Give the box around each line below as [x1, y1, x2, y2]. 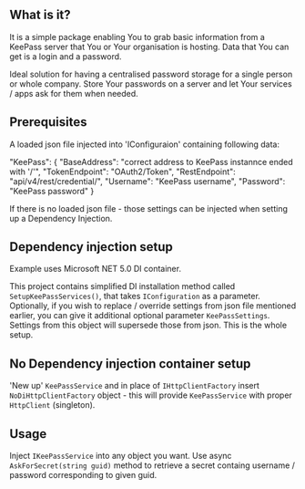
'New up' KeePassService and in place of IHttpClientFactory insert [9, 380, 259, 391]
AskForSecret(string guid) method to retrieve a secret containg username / [9, 460, 296, 471]
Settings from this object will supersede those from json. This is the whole [9, 319, 288, 331]
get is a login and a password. [9, 50, 122, 62]
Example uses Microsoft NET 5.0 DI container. [9, 264, 182, 275]
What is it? [9, 7, 71, 23]
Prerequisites [9, 114, 87, 130]
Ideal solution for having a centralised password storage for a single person [9, 68, 293, 79]
